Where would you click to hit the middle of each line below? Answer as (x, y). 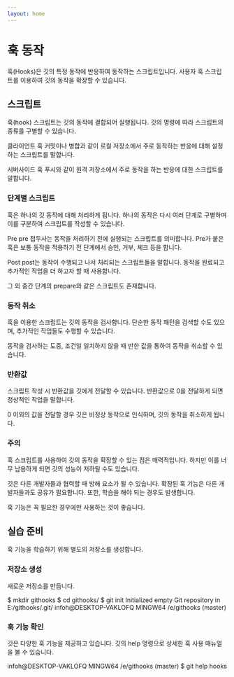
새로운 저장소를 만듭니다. (41, 586)
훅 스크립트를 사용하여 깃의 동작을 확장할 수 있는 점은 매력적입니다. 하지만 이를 (114, 460)
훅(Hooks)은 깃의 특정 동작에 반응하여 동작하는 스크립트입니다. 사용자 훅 (105, 71)
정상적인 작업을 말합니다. (41, 400)
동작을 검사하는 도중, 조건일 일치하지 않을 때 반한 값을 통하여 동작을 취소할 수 (111, 346)
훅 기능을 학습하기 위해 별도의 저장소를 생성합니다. (75, 550)
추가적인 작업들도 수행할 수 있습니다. (66, 330)
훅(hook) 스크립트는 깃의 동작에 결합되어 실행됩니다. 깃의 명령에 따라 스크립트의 (115, 123)
